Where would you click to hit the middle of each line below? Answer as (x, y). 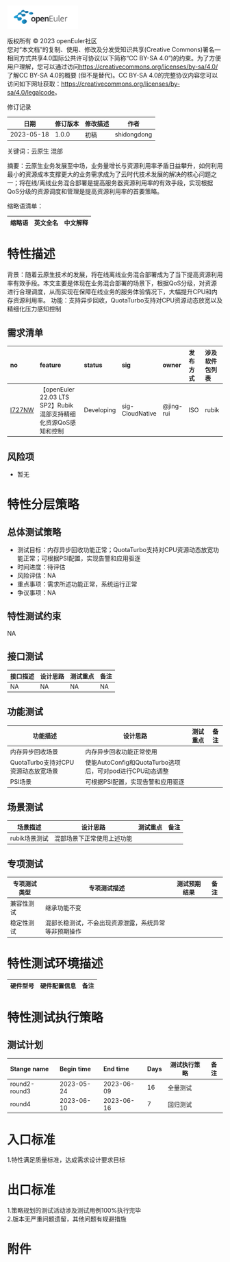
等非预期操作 (63, 931)
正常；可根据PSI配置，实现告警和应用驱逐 (82, 558)
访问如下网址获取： (34, 84)
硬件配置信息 (58, 986)
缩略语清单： (25, 206)
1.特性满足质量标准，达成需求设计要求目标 (66, 1160)
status (93, 365)
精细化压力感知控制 (34, 309)
